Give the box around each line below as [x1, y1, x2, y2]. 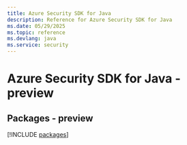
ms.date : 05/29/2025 [7, 22, 66, 29]
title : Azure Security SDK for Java [7, 10, 111, 17]
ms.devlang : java [7, 35, 57, 42]
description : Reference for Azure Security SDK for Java [7, 16, 173, 23]
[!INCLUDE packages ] [7, 131, 69, 138]
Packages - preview [7, 112, 93, 124]
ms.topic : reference [7, 29, 66, 36]
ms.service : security [7, 42, 69, 48]
